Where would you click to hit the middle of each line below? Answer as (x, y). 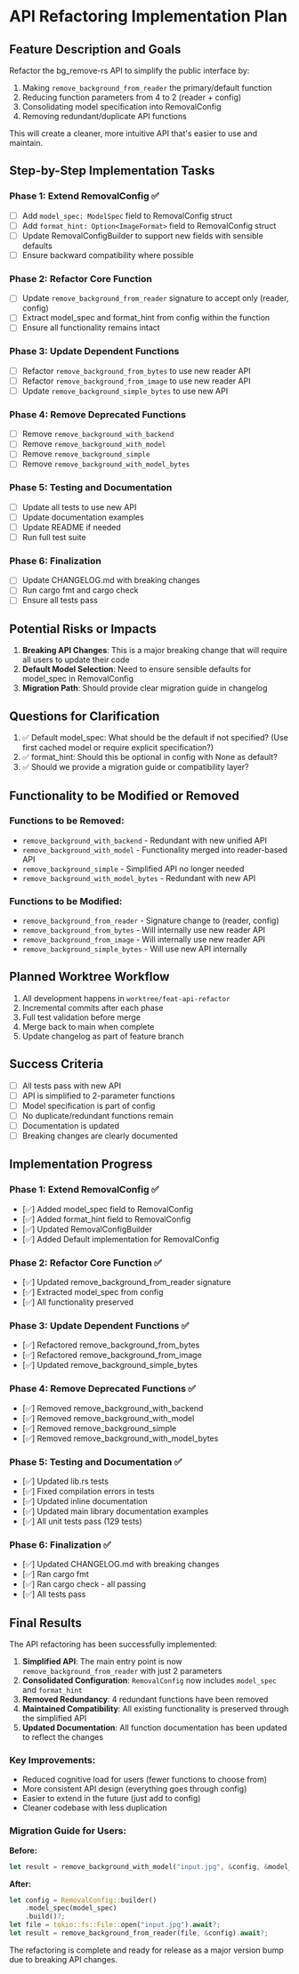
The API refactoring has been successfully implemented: (113, 1645)
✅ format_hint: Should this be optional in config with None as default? (149, 757)
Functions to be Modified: (66, 901)
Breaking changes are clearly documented (100, 1136)
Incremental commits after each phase (93, 1007)
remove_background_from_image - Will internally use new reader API (143, 940)
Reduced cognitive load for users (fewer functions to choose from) (145, 1780)
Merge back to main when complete (88, 1026)
